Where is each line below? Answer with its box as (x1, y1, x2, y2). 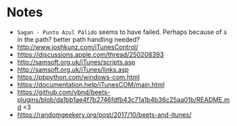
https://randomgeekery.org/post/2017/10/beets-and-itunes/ (16, 110, 192, 119)
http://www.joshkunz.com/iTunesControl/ (16, 42, 139, 51)
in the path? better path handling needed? (16, 35, 140, 43)
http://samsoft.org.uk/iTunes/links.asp (16, 65, 130, 74)
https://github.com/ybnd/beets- (16, 88, 111, 96)
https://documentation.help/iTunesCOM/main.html (16, 80, 165, 88)
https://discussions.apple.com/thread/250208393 (16, 50, 164, 59)
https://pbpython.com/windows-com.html (16, 72, 140, 81)
